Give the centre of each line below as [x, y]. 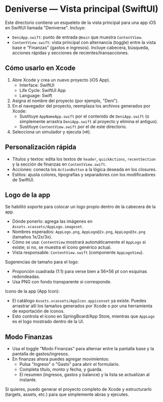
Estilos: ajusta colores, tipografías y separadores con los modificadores [84, 174]
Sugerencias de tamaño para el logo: [42, 262]
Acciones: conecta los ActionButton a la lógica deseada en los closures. [84, 169]
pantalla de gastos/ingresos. [41, 354]
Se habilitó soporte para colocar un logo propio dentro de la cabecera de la [80, 207]
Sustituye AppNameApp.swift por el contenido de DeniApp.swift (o [84, 116]
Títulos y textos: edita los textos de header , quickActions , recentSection [84, 159]
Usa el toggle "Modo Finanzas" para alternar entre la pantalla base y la [83, 349]
